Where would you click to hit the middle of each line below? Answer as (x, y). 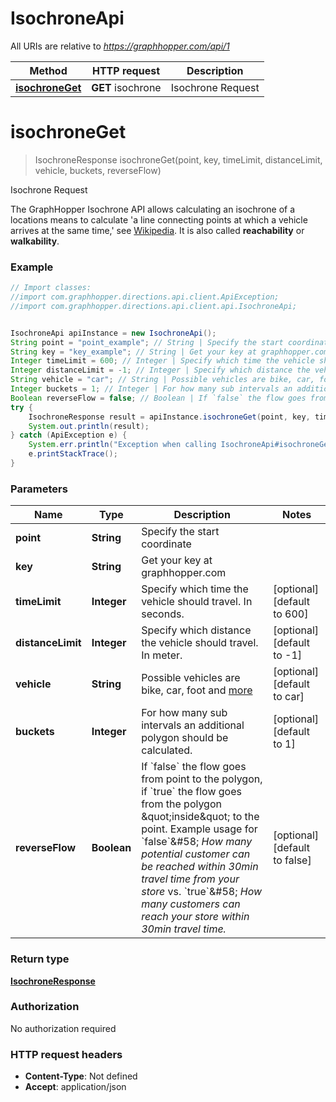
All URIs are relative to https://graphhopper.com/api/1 (120, 46)
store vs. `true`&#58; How (202, 892)
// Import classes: (51, 288)
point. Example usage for (199, 829)
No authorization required (63, 1028)
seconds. (163, 614)
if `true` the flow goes (191, 792)
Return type (40, 959)
